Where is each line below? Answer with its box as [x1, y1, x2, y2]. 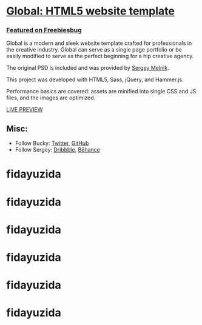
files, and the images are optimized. [6, 94, 96, 101]
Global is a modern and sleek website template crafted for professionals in [6, 39, 192, 47]
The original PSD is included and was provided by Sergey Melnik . [6, 64, 169, 72]
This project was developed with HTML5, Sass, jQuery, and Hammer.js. [6, 76, 184, 83]
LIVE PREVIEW [6, 106, 43, 113]
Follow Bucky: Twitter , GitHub [15, 139, 89, 147]
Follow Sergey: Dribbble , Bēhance [15, 146, 100, 153]
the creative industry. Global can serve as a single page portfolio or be [6, 46, 182, 53]
